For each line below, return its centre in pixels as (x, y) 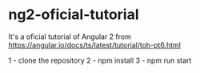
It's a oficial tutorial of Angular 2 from (70, 36)
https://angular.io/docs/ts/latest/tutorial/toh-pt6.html (95, 44)
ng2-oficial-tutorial (74, 15)
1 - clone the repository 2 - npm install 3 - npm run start (100, 60)
